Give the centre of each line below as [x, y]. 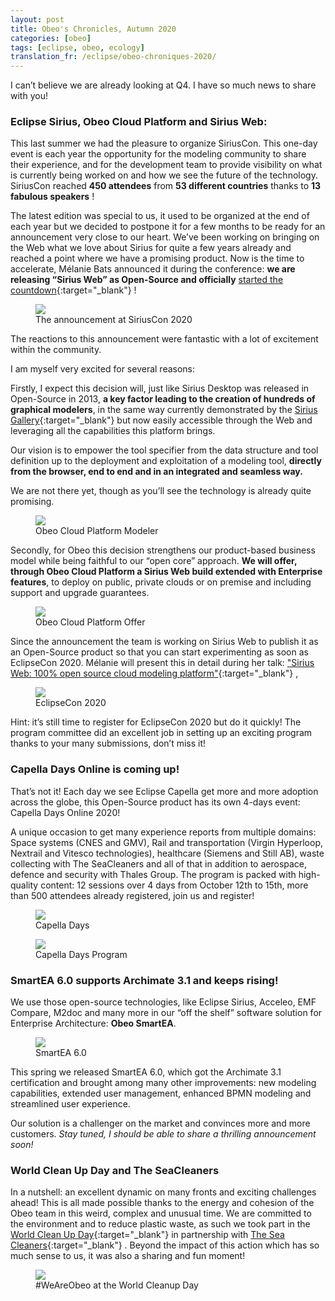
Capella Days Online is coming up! [95, 769]
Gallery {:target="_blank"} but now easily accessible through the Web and [161, 420]
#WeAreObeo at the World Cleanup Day [117, 1285]
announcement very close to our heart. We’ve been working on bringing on [165, 237]
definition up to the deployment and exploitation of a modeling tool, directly [166, 461]
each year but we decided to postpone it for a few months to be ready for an [168, 227]
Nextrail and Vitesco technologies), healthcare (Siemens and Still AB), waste [167, 853]
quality [24, 885]
